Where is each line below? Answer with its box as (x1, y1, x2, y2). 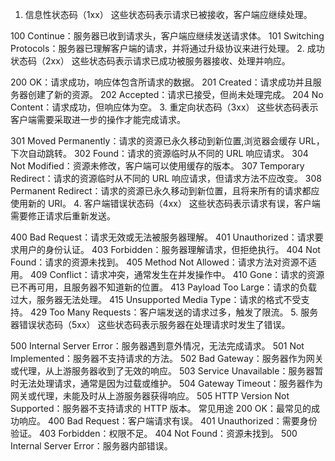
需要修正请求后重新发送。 (10, 210, 116, 222)
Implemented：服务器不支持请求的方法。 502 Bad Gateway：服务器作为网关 (10, 353, 324, 364)
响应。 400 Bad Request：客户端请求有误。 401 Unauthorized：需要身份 (18, 415, 318, 427)
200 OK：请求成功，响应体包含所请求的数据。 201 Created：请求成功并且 (10, 76, 313, 88)
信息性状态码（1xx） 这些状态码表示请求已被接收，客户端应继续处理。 (24, 9, 313, 20)
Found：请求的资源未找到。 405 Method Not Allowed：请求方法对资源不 (10, 256, 308, 268)
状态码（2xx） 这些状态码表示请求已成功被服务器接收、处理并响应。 (10, 55, 291, 67)
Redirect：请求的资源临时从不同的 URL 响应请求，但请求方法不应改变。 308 (10, 173, 323, 184)
